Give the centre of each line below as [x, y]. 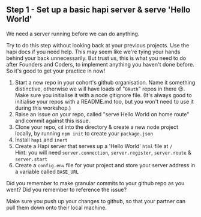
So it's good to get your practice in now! [56, 71]
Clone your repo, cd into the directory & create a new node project [97, 127]
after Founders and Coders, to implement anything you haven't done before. [100, 64]
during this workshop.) [43, 108]
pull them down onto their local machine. [56, 207]
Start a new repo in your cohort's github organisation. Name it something [105, 82]
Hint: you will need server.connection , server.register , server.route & [103, 152]
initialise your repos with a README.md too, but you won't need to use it [104, 101]
